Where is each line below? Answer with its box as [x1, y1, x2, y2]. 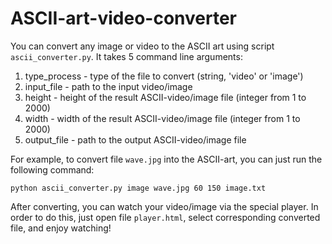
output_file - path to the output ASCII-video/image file [24, 133, 247, 146]
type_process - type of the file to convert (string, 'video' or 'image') [24, 70, 304, 82]
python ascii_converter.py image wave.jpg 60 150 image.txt [10, 183, 267, 193]
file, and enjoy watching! [10, 222, 112, 234]
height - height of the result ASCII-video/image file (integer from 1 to [24, 91, 307, 103]
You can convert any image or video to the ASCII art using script [10, 40, 275, 52]
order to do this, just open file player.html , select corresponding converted [10, 211, 321, 223]
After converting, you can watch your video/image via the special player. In [10, 200, 319, 212]
